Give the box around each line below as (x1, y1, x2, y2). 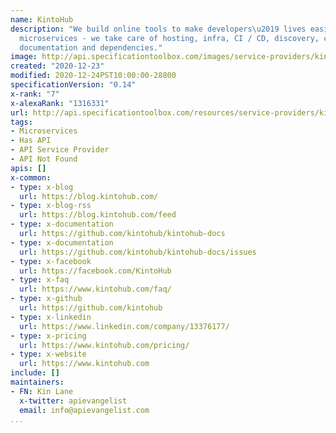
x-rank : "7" (10, 89, 60, 99)
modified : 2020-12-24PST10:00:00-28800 (10, 71, 177, 81)
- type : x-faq (10, 275, 70, 285)
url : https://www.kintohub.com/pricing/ (19, 340, 190, 350)
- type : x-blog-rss (10, 201, 92, 211)
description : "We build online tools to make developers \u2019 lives (10, 24, 307, 34)
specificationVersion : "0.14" (10, 80, 137, 90)
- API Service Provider (10, 145, 110, 155)
